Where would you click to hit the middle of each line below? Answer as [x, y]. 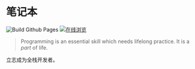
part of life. [34, 47]
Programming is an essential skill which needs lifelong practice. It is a [105, 41]
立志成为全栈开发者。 [32, 60]
